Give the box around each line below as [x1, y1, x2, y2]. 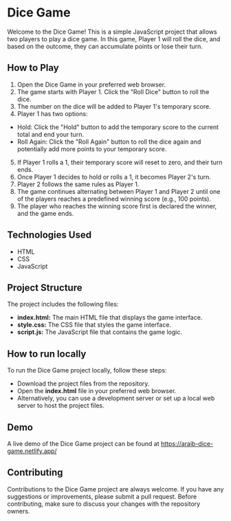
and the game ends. [16, 209, 74, 217]
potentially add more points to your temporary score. [16, 144, 167, 153]
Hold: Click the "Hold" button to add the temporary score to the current [16, 122, 219, 131]
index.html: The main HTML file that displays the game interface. [16, 313, 203, 322]
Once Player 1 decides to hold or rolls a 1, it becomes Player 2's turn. [16, 173, 212, 181]
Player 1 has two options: [16, 109, 88, 118]
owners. [7, 507, 30, 515]
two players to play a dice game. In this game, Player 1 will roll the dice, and [7, 34, 221, 43]
